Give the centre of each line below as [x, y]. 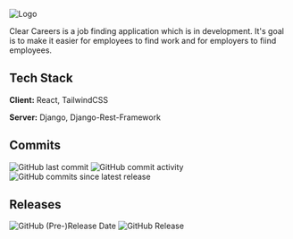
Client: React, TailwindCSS [59, 99]
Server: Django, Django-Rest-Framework [85, 117]
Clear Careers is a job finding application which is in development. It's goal [146, 31]
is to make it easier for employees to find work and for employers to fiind [143, 41]
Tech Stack [41, 78]
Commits [35, 145]
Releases [35, 205]
